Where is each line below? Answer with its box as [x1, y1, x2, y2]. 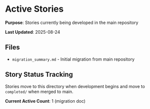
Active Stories [5, 3, 64, 15]
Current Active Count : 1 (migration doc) [5, 98, 86, 104]
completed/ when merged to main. [5, 88, 73, 94]
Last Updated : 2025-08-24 [5, 29, 60, 35]
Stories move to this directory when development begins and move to [5, 83, 145, 89]
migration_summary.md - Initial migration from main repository [12, 56, 135, 62]
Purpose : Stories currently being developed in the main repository [5, 20, 138, 25]
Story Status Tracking [5, 70, 73, 79]
